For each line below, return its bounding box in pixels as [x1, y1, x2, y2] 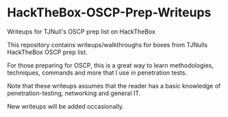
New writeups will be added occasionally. [7, 102, 125, 110]
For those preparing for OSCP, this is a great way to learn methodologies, [7, 61, 214, 69]
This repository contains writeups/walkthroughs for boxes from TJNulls [7, 40, 207, 49]
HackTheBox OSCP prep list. [7, 48, 88, 56]
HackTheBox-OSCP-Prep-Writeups [7, 5, 212, 21]
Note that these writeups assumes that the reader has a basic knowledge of [7, 81, 221, 90]
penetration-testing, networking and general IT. [7, 89, 141, 97]
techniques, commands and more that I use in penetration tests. [7, 68, 187, 77]
